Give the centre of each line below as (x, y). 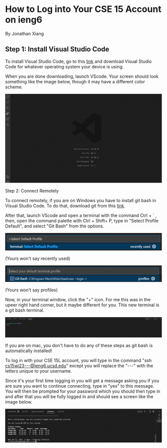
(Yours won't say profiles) (32, 290)
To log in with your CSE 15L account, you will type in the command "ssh (78, 361)
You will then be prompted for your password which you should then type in (83, 391)
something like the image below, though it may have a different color (75, 81)
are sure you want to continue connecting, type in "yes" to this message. (80, 386)
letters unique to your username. (39, 371)
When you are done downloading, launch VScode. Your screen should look (82, 76)
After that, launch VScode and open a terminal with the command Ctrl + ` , (81, 216)
